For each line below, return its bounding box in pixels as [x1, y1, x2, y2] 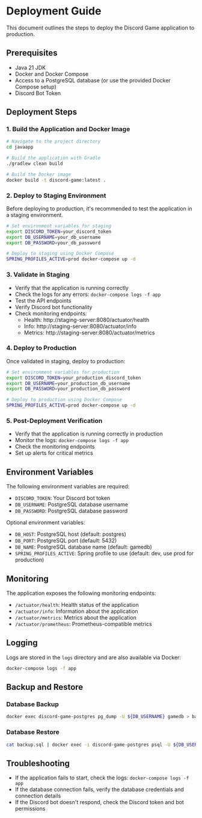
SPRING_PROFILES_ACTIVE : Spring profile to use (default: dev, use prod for [14, 550, 194, 557]
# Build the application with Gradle [6, 155, 101, 161]
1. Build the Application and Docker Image [6, 125, 130, 134]
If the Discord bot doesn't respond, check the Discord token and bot [14, 799, 185, 806]
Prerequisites [6, 48, 58, 58]
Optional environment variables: [6, 519, 85, 526]
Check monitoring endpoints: [14, 310, 87, 317]
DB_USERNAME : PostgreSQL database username [14, 501, 128, 508]
